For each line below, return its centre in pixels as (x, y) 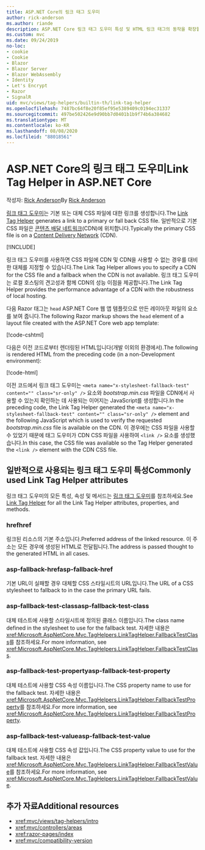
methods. (18, 509)
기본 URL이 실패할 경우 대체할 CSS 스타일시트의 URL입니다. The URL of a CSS (100, 583)
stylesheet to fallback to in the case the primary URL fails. (79, 590)
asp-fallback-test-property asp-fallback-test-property (88, 671)
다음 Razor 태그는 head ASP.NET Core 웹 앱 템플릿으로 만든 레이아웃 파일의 (96, 308)
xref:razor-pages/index (44, 834)
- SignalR (19, 97)
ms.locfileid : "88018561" (39, 137)
